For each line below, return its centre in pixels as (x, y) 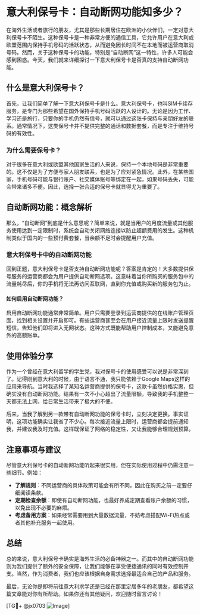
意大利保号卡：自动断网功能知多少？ (95, 12)
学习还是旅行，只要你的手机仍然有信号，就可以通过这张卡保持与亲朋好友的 (97, 118)
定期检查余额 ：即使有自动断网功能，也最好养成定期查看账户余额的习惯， (103, 500)
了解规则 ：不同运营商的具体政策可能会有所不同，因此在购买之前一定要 (101, 485)
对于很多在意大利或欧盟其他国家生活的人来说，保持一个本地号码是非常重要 (97, 164)
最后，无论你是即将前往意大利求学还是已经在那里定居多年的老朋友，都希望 (97, 586)
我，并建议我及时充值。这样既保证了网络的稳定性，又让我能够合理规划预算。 (100, 429)
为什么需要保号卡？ (34, 150)
